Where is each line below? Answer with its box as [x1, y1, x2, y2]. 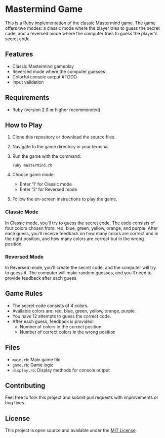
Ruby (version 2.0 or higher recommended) [12, 107, 101, 113]
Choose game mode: [12, 172, 55, 178]
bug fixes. [5, 400, 26, 406]
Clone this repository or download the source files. [12, 134, 116, 140]
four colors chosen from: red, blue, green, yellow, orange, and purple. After [5, 225, 158, 231]
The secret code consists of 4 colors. [12, 303, 89, 309]
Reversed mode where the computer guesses [12, 68, 105, 74]
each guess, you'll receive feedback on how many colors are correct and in [5, 230, 159, 236]
